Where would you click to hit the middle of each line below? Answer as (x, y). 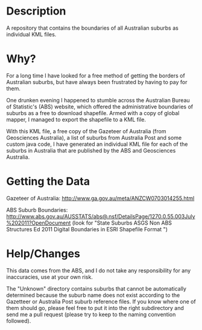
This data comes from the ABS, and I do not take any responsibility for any (99, 270)
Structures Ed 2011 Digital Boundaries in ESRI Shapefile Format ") (87, 229)
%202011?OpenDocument (39, 223)
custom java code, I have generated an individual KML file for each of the (97, 144)
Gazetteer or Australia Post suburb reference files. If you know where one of (101, 302)
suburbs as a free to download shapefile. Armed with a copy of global (93, 113)
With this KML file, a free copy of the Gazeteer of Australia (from (86, 131)
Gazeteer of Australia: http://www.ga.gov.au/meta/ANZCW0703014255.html (100, 198)
